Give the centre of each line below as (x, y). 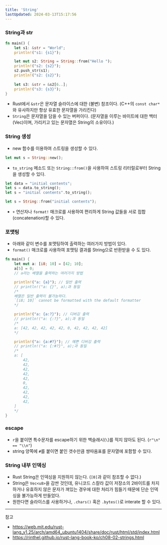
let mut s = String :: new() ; (34, 158)
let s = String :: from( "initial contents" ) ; (51, 202)
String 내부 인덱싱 (26, 465)
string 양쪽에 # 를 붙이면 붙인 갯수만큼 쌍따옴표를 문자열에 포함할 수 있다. (82, 451)
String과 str (19, 33)
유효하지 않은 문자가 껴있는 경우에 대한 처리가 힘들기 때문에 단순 (87, 489)
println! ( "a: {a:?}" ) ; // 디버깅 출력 (52, 314)
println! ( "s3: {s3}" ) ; (38, 89)
